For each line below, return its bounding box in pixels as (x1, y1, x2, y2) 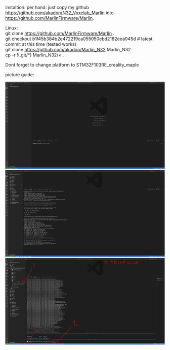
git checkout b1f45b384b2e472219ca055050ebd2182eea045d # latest (5, 36, 153, 42)
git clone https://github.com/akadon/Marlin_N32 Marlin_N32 (5, 47, 131, 52)
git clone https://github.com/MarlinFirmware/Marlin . (5, 30, 115, 36)
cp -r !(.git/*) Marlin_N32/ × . (5, 52, 64, 58)
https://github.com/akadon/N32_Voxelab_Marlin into (5, 10, 114, 16)
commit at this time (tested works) (5, 41, 77, 47)
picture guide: (5, 72, 34, 78)
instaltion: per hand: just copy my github (5, 5, 90, 10)
